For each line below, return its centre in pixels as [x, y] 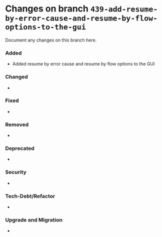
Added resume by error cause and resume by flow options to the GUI [83, 64]
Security [16, 172]
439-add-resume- [124, 9]
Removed [17, 124]
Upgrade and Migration [34, 219]
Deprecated [20, 148]
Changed [17, 77]
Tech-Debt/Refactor [30, 196]
